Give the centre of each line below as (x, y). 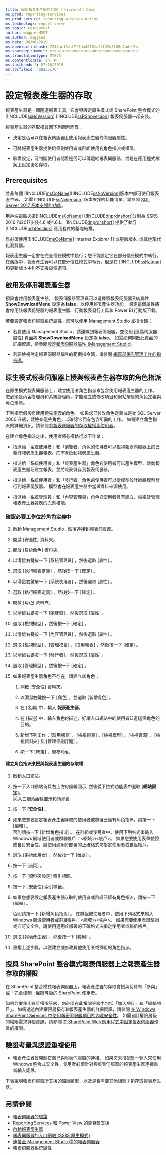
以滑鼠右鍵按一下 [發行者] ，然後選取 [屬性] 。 (59, 655)
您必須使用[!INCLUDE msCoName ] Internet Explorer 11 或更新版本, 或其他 (79, 239)
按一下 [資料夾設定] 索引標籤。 (44, 876)
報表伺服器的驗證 (30, 1117)
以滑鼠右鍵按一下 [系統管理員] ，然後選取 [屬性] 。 (64, 560)
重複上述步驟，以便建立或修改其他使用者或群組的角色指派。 (73, 947)
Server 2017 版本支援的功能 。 (36, 205)
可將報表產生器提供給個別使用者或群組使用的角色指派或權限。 (75, 148)
